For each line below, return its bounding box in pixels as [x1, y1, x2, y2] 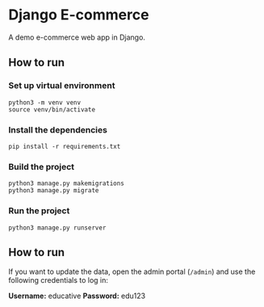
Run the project [8, 205, 70, 217]
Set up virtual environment [8, 80, 115, 91]
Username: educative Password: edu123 [8, 291, 146, 301]
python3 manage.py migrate [8, 187, 99, 195]
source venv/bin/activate [8, 105, 95, 114]
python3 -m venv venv [8, 99, 82, 107]
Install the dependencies [8, 124, 107, 135]
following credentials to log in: [8, 275, 109, 285]
